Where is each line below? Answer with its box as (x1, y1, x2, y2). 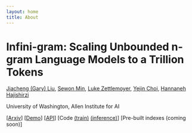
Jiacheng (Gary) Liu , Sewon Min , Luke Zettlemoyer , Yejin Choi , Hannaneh (6, 85, 186, 92)
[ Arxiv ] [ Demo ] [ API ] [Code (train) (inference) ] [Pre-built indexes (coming (6, 115, 186, 122)
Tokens (6, 65, 44, 79)
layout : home (6, 8, 39, 15)
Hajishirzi (6, 91, 29, 98)
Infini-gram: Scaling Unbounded (6, 40, 169, 54)
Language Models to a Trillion (35, 52, 184, 66)
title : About (6, 14, 39, 20)
